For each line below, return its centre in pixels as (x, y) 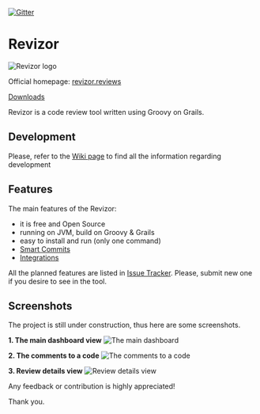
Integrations (39, 257)
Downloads (26, 97)
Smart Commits (45, 249)
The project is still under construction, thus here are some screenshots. (124, 325)
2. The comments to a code (54, 355)
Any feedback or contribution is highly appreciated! (92, 386)
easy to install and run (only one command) (90, 241)
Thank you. (26, 402)
